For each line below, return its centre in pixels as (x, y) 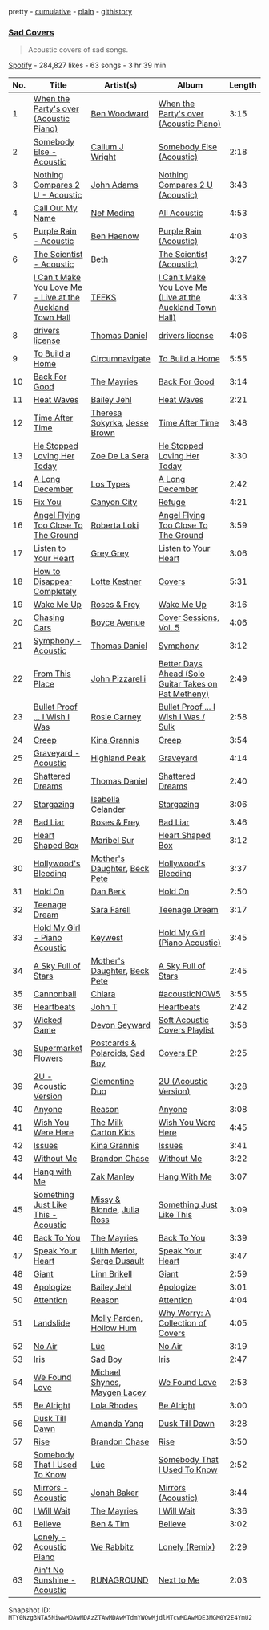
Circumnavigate (120, 359)
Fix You (47, 503)
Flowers (48, 1058)
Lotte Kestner (116, 581)
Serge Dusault (118, 1261)
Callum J (107, 147)
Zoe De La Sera (120, 456)
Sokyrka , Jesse (120, 423)
